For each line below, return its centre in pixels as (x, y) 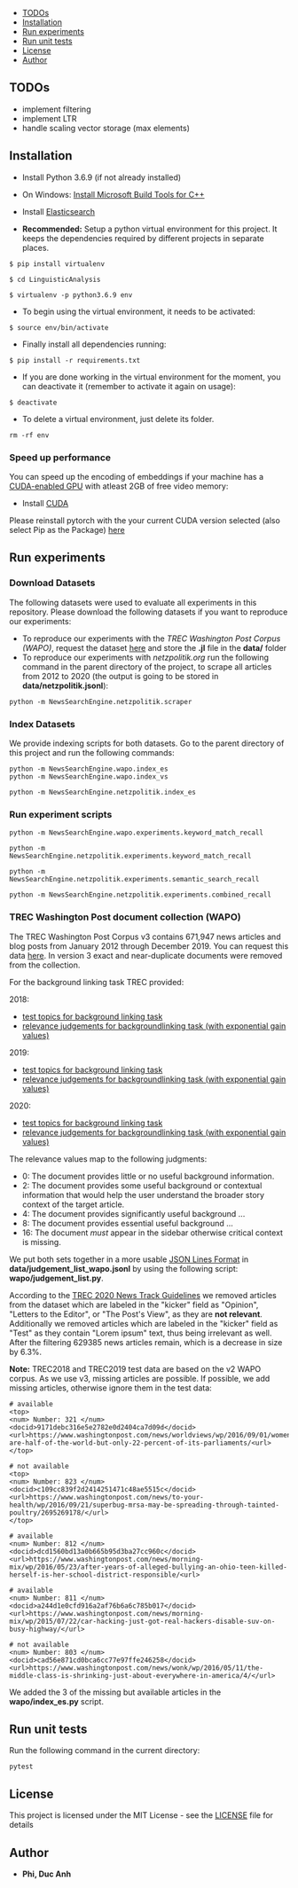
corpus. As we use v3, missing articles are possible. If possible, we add (140, 1378)
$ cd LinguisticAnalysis (55, 279)
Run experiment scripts (61, 814)
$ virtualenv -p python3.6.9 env (71, 295)
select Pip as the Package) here (67, 529)
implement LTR (49, 118)
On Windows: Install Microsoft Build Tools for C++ (114, 194)
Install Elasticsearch (59, 211)
